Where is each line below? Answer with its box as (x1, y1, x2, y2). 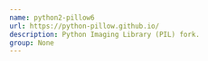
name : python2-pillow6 (9, 13, 95, 22)
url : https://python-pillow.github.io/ (9, 22, 160, 30)
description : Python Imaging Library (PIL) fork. (9, 30, 201, 39)
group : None (9, 38, 54, 48)
